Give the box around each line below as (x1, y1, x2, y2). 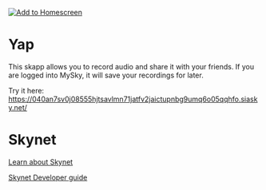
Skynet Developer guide (8, 172, 88, 182)
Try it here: (8, 85, 45, 95)
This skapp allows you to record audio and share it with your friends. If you (8, 61, 255, 71)
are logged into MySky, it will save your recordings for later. (8, 70, 204, 80)
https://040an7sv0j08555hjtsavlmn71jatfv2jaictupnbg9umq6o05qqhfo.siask (8, 94, 258, 104)
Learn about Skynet (8, 156, 73, 167)
